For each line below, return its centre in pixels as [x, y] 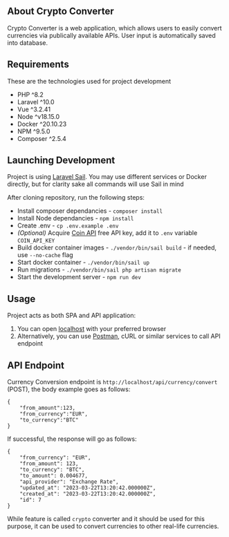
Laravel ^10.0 [36, 102]
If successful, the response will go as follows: [72, 439]
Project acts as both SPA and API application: [72, 315]
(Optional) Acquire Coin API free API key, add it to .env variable [107, 233]
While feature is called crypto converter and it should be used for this [106, 519]
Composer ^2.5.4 [42, 138]
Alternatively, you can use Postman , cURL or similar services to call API [119, 336]
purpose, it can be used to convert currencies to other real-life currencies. [113, 526]
